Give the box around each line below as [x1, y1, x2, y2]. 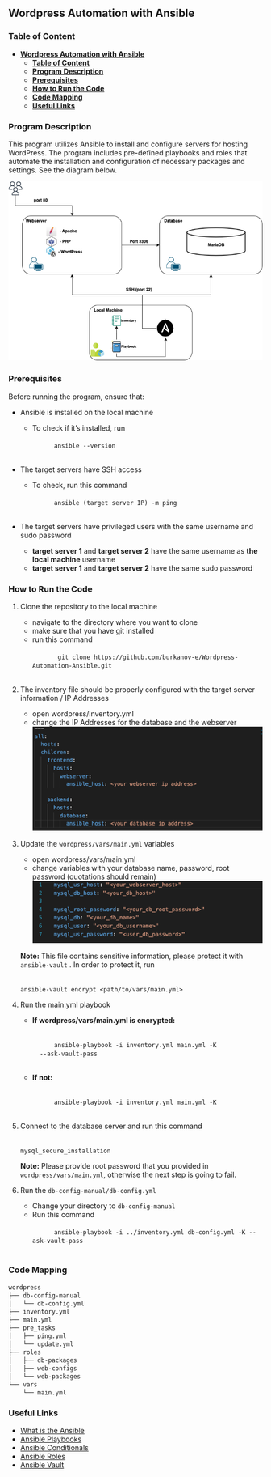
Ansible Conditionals [19, 1443, 89, 1453]
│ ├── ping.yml [8, 1331, 67, 1340]
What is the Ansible [19, 1426, 85, 1436]
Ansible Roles [19, 1452, 66, 1462]
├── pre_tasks [8, 1323, 56, 1332]
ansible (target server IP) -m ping [53, 499, 177, 507]
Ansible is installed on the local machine [19, 407, 154, 417]
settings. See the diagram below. [8, 165, 117, 175]
